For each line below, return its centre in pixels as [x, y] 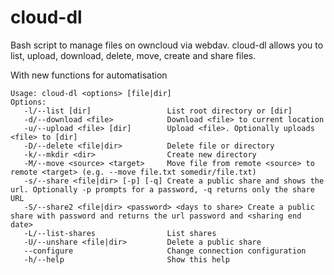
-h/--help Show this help [126, 259]
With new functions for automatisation [89, 75]
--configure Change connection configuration [165, 251]
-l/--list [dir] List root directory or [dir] [158, 111]
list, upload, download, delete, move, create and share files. [133, 55]
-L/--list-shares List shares [120, 233]
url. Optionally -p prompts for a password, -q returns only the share [162, 189]
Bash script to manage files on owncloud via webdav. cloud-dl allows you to [167, 45]
